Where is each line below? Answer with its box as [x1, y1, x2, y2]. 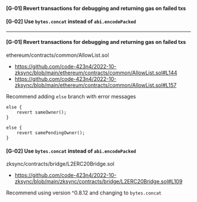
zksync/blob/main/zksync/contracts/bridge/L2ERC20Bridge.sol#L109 [14, 178, 183, 185]
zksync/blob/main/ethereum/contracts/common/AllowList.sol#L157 [14, 82, 177, 88]
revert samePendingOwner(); [16, 130, 85, 136]
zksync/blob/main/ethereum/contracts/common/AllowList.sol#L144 [14, 69, 178, 76]
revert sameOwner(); [16, 109, 67, 115]
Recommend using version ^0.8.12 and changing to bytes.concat [6, 189, 162, 196]
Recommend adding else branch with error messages [6, 93, 136, 100]
